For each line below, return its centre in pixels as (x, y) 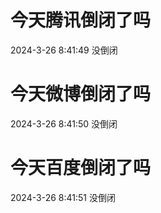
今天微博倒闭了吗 (81, 94)
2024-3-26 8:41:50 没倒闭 (64, 123)
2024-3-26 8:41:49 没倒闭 (64, 50)
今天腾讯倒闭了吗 (81, 20)
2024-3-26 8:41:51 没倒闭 (63, 197)
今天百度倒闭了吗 (81, 168)
